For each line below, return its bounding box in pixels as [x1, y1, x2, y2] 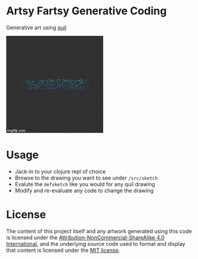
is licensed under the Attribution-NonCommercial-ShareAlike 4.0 [6, 234, 165, 241]
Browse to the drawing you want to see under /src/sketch [14, 174, 158, 181]
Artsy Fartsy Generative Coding [6, 4, 167, 18]
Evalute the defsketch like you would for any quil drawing [14, 180, 155, 187]
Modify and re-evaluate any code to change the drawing [14, 187, 154, 194]
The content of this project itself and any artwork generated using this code [6, 227, 192, 235]
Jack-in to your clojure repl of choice [14, 168, 106, 175]
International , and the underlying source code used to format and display [6, 240, 186, 247]
